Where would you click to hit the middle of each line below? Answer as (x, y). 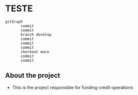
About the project (33, 76)
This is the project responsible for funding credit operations (73, 87)
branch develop (36, 34)
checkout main (35, 52)
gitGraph (14, 22)
